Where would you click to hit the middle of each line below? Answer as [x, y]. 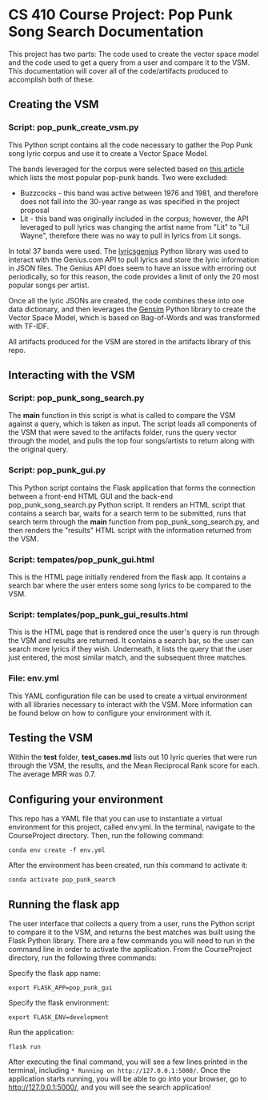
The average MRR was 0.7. [52, 774]
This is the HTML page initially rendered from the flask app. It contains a [127, 576]
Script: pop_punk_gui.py [57, 470]
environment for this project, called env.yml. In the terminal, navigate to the [132, 827]
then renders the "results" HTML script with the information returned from [130, 530]
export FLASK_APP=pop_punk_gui [60, 988]
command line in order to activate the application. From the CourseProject [130, 949]
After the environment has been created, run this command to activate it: [128, 865]
